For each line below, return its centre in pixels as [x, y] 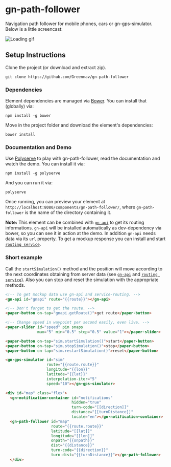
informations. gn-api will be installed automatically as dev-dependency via [83, 228]
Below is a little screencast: [34, 29]
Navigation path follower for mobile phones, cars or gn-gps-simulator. [79, 24]
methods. [15, 285]
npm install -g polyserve [33, 173]
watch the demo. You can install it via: [45, 164]
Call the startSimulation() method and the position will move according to [84, 269]
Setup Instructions [35, 55]
